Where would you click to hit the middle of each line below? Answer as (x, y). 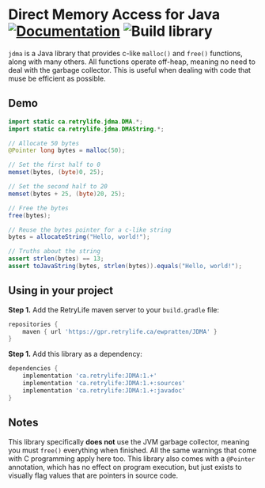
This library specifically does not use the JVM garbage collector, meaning (129, 441)
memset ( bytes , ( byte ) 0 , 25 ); (56, 172)
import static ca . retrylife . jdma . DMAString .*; (86, 129)
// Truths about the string (55, 252)
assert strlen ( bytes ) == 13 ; (56, 259)
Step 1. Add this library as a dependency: (75, 354)
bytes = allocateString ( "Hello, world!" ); (79, 237)
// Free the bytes (38, 208)
